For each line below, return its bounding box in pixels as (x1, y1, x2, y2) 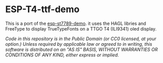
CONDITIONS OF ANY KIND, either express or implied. (5, 52, 119, 58)
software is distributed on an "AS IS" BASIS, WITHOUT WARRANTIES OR (5, 46, 158, 52)
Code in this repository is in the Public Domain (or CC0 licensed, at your (5, 36, 156, 42)
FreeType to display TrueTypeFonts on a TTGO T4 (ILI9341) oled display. (5, 25, 157, 31)
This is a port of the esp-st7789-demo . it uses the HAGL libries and (5, 20, 146, 26)
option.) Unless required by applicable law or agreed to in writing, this (5, 41, 152, 47)
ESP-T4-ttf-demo (5, 4, 80, 15)
